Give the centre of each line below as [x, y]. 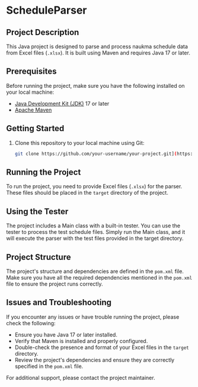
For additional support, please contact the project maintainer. [81, 378]
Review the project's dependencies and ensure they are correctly [95, 360]
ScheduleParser [47, 10]
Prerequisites [31, 72]
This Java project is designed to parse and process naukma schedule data [97, 46]
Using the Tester [37, 211]
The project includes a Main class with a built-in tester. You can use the [93, 226]
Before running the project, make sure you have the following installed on [95, 85]
